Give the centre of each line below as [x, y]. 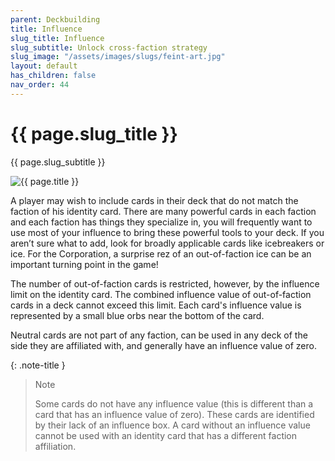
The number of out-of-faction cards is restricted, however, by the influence [165, 283]
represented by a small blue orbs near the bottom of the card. [137, 315]
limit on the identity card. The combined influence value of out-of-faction [161, 294]
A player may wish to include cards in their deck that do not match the [154, 200]
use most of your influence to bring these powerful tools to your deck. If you [167, 232]
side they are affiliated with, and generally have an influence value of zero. [163, 345]
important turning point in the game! [84, 264]
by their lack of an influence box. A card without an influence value [172, 425]
